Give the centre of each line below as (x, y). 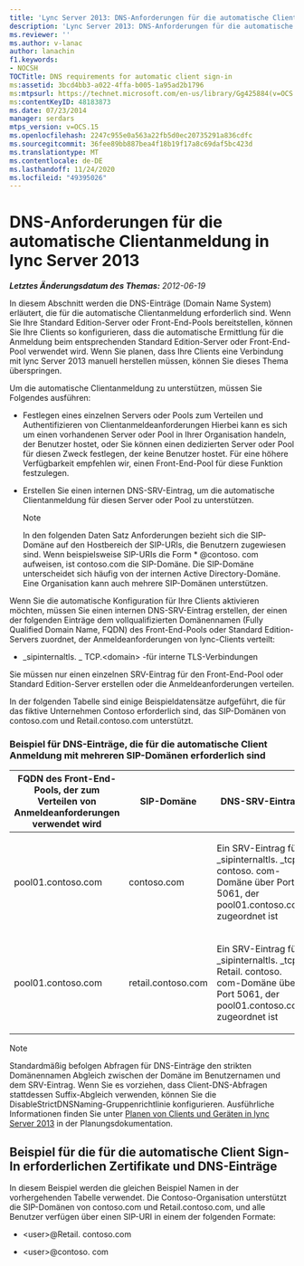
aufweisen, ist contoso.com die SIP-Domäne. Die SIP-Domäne (138, 564)
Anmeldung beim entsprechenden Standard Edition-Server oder (128, 342)
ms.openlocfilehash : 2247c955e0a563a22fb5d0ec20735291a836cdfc (131, 136)
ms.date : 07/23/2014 (48, 110)
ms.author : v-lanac (46, 43)
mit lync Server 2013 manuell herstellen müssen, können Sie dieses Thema (149, 361)
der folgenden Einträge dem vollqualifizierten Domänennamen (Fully (137, 620)
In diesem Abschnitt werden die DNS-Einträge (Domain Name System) (140, 303)
